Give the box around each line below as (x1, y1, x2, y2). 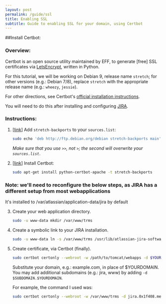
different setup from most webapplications (5, 187, 111, 194)
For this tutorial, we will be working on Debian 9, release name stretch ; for (5, 73, 157, 79)
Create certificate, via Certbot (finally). (12, 245, 92, 251)
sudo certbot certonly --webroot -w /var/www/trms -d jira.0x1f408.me (12, 294, 162, 299)
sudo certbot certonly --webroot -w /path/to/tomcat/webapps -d (12, 255, 148, 260)
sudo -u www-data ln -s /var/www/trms (12, 237, 93, 242)
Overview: (5, 47, 31, 54)
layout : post (5, 7, 32, 12)
